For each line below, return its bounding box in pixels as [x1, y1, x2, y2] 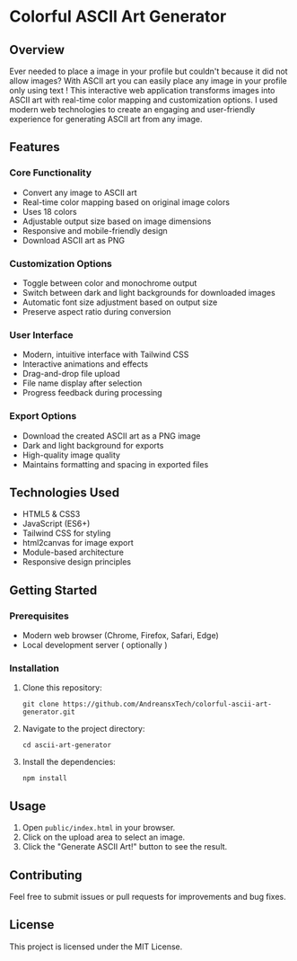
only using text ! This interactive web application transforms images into [9, 85, 275, 95]
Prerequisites [9, 610, 69, 622]
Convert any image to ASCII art [22, 187, 137, 198]
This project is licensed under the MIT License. [9, 941, 183, 952]
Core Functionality [9, 166, 92, 179]
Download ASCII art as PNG [22, 235, 126, 245]
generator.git [22, 707, 75, 716]
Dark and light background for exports [22, 440, 164, 450]
